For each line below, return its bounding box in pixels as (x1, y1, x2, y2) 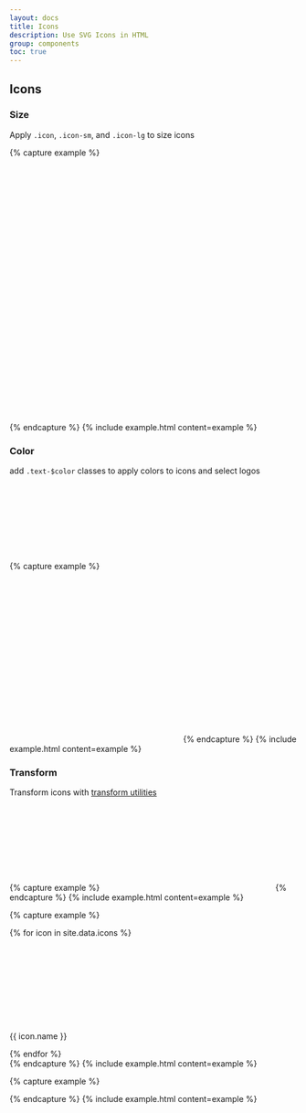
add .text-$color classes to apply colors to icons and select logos (9, 465, 260, 476)
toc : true (9, 48, 47, 57)
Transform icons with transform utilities (9, 787, 157, 798)
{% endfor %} (9, 1048, 62, 1060)
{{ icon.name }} (9, 1031, 68, 1042)
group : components (9, 38, 79, 48)
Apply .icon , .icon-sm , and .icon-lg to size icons (9, 129, 195, 140)
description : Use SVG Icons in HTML (9, 30, 149, 39)
